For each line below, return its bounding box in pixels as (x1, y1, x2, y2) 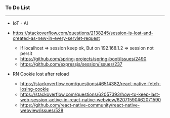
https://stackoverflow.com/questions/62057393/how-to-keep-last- (20, 91, 160, 97)
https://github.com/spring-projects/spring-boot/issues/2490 (20, 56, 147, 62)
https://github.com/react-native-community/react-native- (20, 102, 140, 108)
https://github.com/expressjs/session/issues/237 (20, 61, 122, 67)
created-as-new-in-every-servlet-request (12, 35, 100, 41)
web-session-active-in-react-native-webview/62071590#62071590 (20, 97, 161, 103)
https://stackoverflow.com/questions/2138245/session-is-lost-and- (12, 30, 153, 36)
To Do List (5, 4, 30, 11)
